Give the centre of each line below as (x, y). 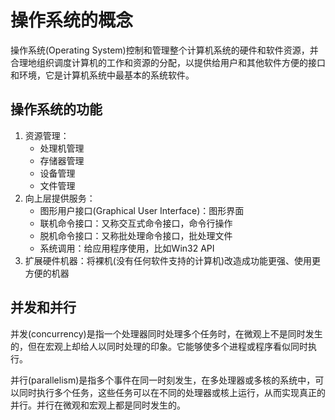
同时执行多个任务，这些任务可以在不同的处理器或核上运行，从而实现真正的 (172, 392)
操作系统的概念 (72, 20)
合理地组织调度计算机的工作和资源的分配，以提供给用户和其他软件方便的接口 (168, 62)
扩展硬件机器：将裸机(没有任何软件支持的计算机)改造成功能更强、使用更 (173, 260)
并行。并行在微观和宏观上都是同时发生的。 (98, 405)
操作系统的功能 (56, 109)
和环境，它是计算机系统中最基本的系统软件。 (102, 75)
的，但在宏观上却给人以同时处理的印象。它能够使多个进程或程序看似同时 (159, 346)
